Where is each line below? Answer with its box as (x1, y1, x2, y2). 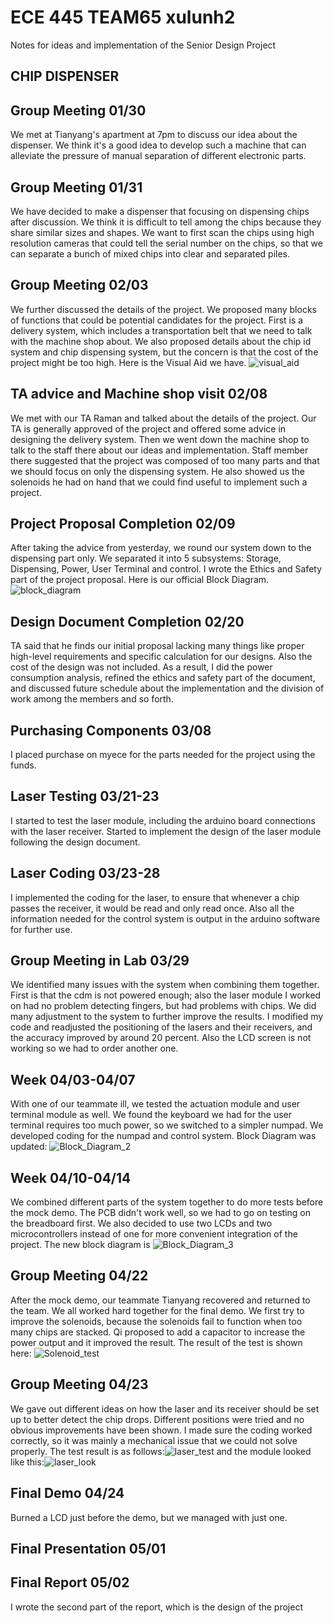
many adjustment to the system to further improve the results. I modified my (10, 1011, 324, 1023)
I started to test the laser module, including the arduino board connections (10, 814, 316, 826)
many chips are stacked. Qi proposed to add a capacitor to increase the (10, 1326, 306, 1338)
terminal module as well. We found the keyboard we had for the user (10, 1109, 292, 1121)
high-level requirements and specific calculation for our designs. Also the (10, 651, 313, 663)
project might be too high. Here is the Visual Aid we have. (10, 356, 247, 368)
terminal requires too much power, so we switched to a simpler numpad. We (10, 1119, 324, 1131)
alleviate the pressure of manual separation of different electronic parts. (10, 150, 307, 162)
